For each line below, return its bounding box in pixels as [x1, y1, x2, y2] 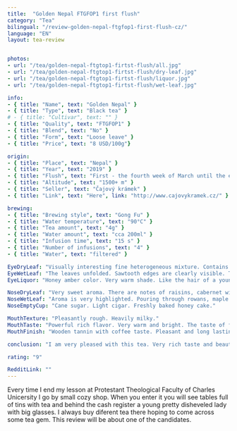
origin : [7, 153, 30, 160]
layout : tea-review [7, 37, 65, 44]
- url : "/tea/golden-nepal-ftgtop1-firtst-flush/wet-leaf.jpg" [7, 82, 197, 89]
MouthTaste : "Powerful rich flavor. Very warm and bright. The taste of [7, 321, 226, 328]
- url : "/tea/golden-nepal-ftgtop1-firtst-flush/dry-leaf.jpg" [7, 68, 197, 75]
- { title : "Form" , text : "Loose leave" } [7, 133, 134, 141]
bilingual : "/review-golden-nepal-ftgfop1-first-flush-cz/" [7, 23, 188, 30]
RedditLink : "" [7, 366, 52, 373]
